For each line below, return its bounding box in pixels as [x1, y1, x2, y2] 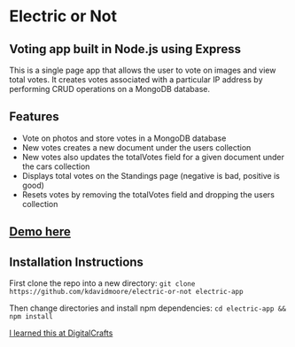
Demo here [9, 224, 71, 240]
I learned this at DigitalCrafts [9, 328, 113, 338]
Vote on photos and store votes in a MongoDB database [21, 133, 227, 143]
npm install [9, 312, 53, 321]
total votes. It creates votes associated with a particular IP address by [9, 74, 263, 85]
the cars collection [21, 161, 90, 172]
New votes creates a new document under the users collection [21, 142, 252, 152]
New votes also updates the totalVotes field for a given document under [21, 151, 285, 162]
